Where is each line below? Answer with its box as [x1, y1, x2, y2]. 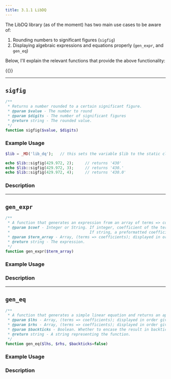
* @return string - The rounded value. [7, 118, 93, 123]
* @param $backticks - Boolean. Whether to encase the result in [7, 327, 149, 332]
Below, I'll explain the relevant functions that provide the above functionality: [5, 57, 165, 64]
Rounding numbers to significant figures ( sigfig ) [12, 37, 116, 43]
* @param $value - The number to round [7, 109, 93, 114]
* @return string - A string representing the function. [7, 332, 131, 337]
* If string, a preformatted [7, 230, 147, 235]
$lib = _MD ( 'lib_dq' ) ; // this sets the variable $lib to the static [5, 151, 160, 156]
